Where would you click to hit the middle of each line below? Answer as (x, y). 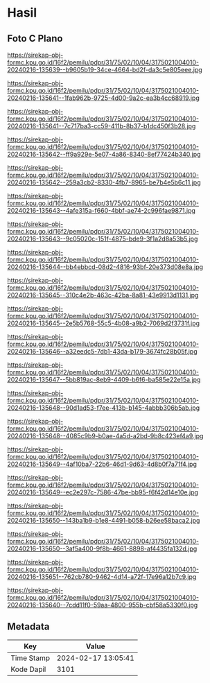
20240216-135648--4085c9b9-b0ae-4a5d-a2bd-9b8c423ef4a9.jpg (105, 436)
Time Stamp (30, 658)
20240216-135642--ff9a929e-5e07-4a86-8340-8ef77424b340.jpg (104, 154)
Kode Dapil (28, 669)
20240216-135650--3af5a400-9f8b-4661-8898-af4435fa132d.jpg (102, 548)
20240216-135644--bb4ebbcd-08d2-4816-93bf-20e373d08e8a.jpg (105, 267)
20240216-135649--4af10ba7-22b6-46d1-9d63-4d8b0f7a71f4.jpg (102, 464)
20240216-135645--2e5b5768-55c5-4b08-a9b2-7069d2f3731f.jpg (103, 323)
